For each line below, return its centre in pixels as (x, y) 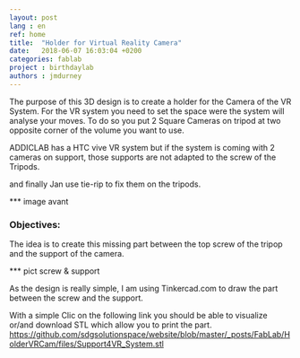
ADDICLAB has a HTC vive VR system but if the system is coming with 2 (142, 147)
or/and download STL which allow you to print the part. (111, 325)
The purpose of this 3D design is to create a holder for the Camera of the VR (150, 101)
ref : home (28, 34)
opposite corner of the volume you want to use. (97, 130)
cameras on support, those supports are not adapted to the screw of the (143, 157)
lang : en (28, 26)
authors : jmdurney (46, 76)
